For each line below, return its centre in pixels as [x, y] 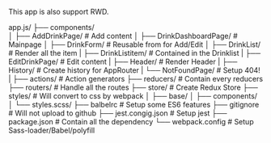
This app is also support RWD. [59, 12]
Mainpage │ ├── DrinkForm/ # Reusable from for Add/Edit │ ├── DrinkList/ [135, 44]
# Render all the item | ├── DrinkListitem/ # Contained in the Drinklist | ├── [135, 53]
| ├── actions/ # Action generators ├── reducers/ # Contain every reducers [136, 79]
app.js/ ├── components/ [51, 27]
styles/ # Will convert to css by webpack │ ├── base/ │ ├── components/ [133, 96]
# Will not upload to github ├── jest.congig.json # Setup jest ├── [118, 113]
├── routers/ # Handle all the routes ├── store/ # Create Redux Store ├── [133, 87]
